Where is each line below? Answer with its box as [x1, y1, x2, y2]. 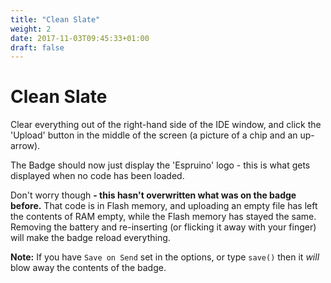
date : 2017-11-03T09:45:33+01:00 [10, 33, 150, 43]
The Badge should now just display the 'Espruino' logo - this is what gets [10, 159, 311, 171]
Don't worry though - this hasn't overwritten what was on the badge [10, 189, 297, 201]
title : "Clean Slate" [10, 14, 101, 25]
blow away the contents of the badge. [10, 262, 167, 274]
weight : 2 [10, 24, 52, 34]
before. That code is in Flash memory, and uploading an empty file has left [10, 200, 318, 212]
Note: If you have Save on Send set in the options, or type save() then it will [10, 251, 320, 263]
